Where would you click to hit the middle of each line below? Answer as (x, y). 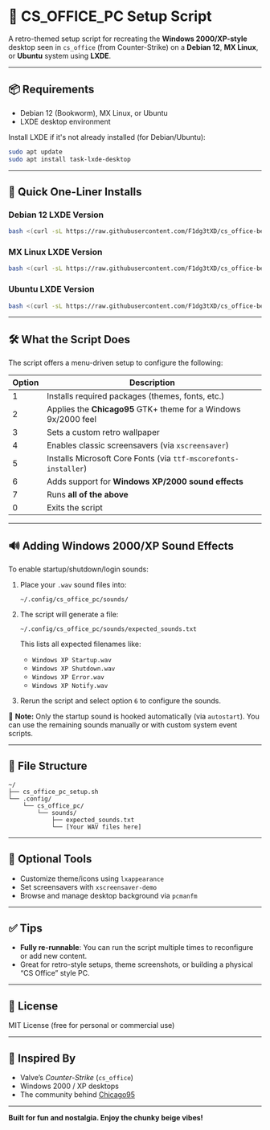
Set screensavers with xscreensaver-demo (88, 886)
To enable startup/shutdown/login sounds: (78, 569)
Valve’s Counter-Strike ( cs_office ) (77, 1078)
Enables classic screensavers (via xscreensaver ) (138, 445)
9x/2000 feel (72, 420)
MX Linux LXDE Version (55, 252)
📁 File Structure (48, 766)
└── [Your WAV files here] (96, 827)
